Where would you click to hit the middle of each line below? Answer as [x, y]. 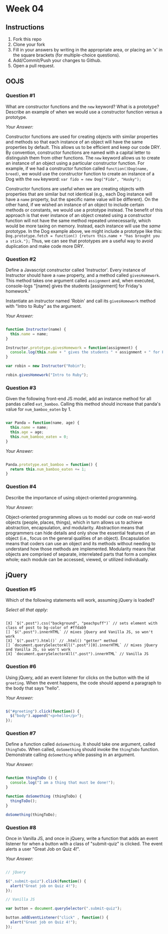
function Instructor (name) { [36, 329]
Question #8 [21, 828]
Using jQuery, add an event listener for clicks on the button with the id [77, 677]
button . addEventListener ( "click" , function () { [57, 918]
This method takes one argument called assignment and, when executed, [80, 280]
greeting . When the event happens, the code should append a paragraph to [84, 683]
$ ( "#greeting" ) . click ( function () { [43, 711]
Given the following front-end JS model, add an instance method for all [79, 399]
